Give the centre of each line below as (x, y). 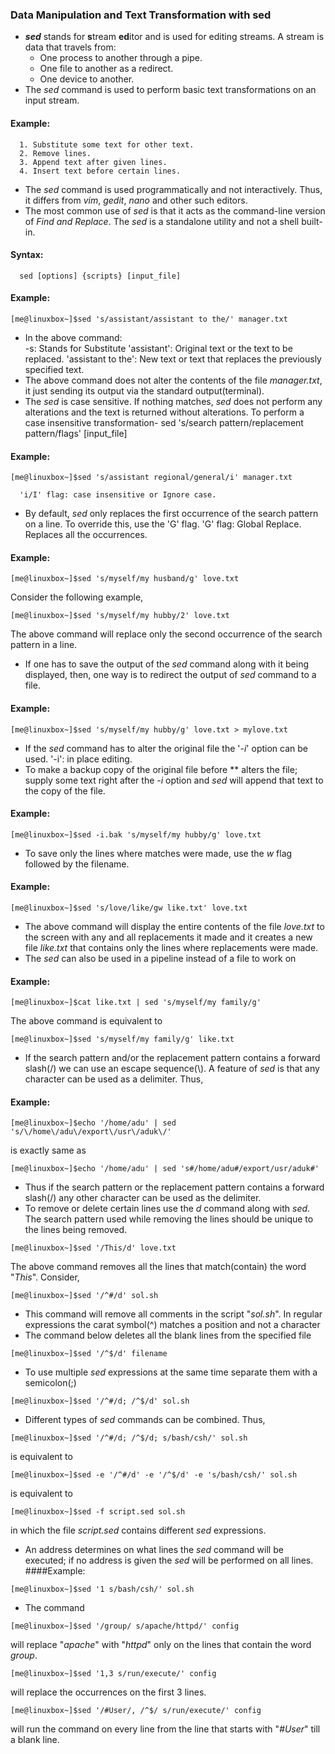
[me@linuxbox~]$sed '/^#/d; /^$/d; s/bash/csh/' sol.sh (129, 1438)
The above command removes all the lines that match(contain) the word (158, 1267)
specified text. (54, 369)
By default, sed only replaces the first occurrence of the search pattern (171, 514)
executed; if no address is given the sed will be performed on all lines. (169, 1560)
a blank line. (35, 1740)
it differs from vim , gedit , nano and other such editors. (136, 200)
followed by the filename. (77, 864)
